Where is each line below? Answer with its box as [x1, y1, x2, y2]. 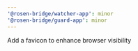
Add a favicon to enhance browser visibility [7, 36, 132, 44]
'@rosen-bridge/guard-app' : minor [7, 17, 108, 24]
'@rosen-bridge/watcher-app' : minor [7, 10, 114, 17]
